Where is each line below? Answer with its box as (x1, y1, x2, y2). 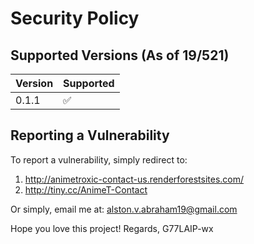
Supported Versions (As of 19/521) (10, 47, 230, 64)
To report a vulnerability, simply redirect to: (10, 153, 188, 166)
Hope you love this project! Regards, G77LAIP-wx (10, 222, 214, 234)
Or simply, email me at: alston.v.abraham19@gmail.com (10, 203, 238, 215)
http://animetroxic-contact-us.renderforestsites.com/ (24, 173, 245, 185)
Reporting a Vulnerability (10, 127, 170, 144)
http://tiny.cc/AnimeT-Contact (24, 183, 148, 196)
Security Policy (10, 7, 140, 30)
